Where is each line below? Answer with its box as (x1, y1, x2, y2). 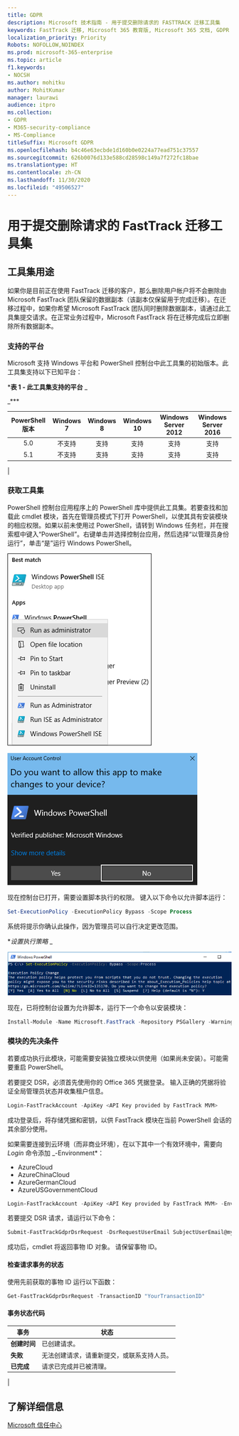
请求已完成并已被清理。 (41, 1362, 110, 1371)
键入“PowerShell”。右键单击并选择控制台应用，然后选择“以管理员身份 (26, 530, 230, 538)
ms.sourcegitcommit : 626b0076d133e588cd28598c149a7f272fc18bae (7, 154, 199, 161)
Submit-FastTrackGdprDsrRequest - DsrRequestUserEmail (7, 1229, 171, 1236)
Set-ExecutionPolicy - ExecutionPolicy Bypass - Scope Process (7, 908, 193, 915)
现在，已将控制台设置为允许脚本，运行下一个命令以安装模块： (7, 1003, 188, 1011)
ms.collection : (7, 109, 53, 117)
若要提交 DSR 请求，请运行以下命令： (7, 1213, 117, 1223)
